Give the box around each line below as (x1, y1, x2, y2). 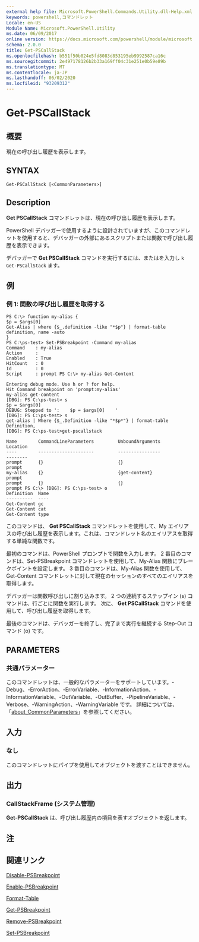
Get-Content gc (6, 501, 44, 507)
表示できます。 (16, 241, 53, 248)
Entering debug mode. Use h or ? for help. (6, 382, 116, 387)
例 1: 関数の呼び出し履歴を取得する (6, 300, 105, 308)
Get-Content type (6, 512, 49, 518)
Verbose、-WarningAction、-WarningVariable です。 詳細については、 (6, 701, 178, 708)
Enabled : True (6, 355, 52, 361)
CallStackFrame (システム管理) (6, 800, 96, 808)
